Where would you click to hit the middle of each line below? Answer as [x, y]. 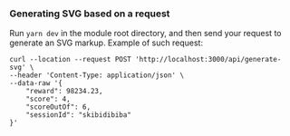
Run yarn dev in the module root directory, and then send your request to [145, 34]
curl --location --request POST [70, 60]
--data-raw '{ [36, 83]
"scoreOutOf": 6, [58, 107]
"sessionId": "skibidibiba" [78, 115]
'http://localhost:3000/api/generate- [208, 60]
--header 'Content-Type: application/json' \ [97, 75]
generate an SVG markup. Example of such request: [106, 43]
